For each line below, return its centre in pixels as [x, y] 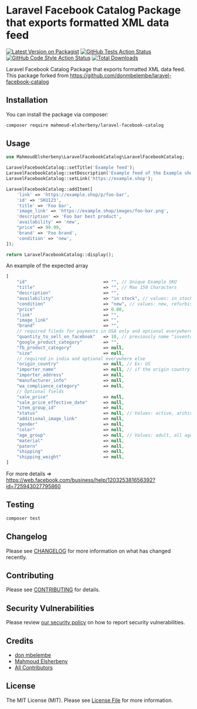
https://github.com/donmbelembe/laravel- [121, 75]
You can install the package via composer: [57, 114]
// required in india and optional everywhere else [81, 359]
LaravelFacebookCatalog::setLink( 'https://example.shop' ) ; [80, 179]
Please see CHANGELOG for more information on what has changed [89, 551]
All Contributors [33, 668]
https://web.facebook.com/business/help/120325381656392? [81, 480]
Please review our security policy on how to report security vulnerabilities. [96, 623]
